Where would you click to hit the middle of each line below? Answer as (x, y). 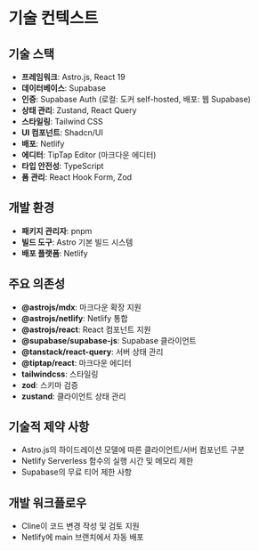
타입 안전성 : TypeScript (62, 166)
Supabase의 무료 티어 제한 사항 (77, 472)
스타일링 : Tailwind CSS (62, 122)
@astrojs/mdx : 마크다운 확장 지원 (81, 307)
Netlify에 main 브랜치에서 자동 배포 (82, 537)
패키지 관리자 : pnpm (57, 231)
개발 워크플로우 (48, 502)
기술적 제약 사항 (49, 427)
